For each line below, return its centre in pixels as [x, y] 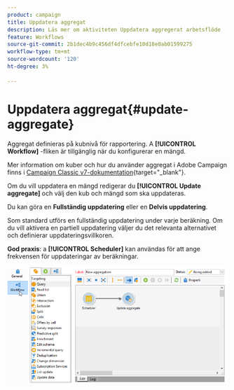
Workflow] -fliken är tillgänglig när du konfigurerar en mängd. [97, 151]
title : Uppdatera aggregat [47, 22]
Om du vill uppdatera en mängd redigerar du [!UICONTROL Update [104, 186]
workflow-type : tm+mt [39, 52]
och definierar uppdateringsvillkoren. [61, 235]
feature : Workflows [36, 37]
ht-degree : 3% [28, 67]
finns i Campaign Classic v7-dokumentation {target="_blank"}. [97, 172]
